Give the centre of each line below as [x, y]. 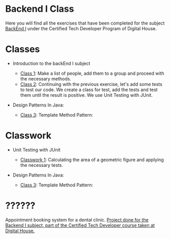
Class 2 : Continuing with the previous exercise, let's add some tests [91, 84]
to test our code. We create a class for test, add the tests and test [89, 90]
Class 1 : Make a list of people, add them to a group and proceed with [92, 73]
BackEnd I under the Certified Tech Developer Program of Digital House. [81, 28]
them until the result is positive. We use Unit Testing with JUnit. [86, 95]
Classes [23, 49]
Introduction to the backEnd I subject [51, 63]
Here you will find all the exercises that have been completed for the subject [85, 23]
